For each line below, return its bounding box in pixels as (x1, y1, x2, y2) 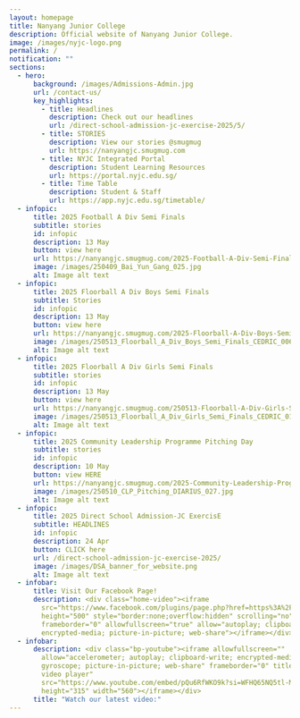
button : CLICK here (32, 545, 105, 554)
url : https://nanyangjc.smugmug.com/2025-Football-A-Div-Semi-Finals (32, 254, 297, 264)
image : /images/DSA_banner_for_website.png (32, 562, 198, 570)
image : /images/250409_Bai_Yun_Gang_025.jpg (32, 263, 202, 272)
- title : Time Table (41, 180, 118, 189)
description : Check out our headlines (48, 113, 194, 122)
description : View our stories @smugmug (48, 138, 202, 147)
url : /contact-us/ (32, 88, 102, 97)
